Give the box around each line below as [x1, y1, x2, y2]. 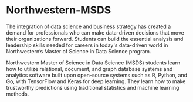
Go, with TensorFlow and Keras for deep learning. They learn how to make [6, 77, 186, 85]
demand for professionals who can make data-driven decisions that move [6, 29, 185, 36]
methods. [6, 90, 29, 97]
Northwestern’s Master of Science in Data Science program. [6, 47, 151, 55]
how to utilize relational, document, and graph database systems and [6, 65, 173, 72]
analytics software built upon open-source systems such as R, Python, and [6, 72, 188, 79]
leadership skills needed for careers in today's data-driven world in [6, 42, 168, 49]
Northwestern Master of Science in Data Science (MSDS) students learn [6, 59, 181, 66]
